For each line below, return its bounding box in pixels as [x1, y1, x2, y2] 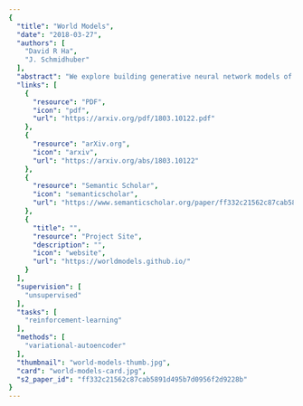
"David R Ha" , [24, 47, 78, 56]
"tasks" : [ [16, 307, 58, 316]
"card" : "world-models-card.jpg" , [16, 366, 147, 375]
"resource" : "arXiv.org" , [32, 139, 130, 148]
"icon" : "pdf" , [32, 106, 90, 115]
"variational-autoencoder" [24, 341, 127, 350]
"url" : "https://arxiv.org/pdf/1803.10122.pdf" [32, 114, 216, 123]
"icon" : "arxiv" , [32, 147, 99, 156]
